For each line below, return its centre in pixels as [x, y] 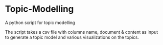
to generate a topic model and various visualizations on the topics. [72, 37]
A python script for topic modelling [40, 22]
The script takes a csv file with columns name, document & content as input [81, 32]
